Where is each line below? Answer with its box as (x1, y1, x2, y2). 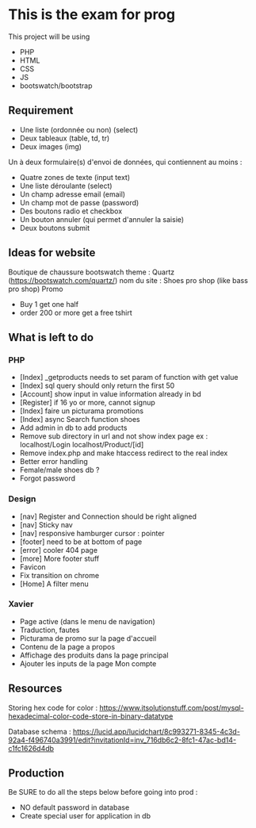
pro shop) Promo (8, 284, 63, 293)
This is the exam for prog (8, 6, 176, 24)
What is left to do (8, 331, 94, 344)
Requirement (8, 104, 74, 117)
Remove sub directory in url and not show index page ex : (19, 431, 208, 441)
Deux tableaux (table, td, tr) (19, 133, 110, 143)
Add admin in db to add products (19, 423, 128, 433)
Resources (8, 682, 63, 696)
